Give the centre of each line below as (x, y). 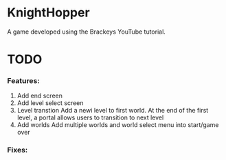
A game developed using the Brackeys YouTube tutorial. (87, 32)
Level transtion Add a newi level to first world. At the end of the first (113, 111)
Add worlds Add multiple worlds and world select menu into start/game (118, 125)
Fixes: (18, 150)
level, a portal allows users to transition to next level (90, 117)
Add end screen (40, 96)
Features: (23, 81)
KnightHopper (49, 13)
